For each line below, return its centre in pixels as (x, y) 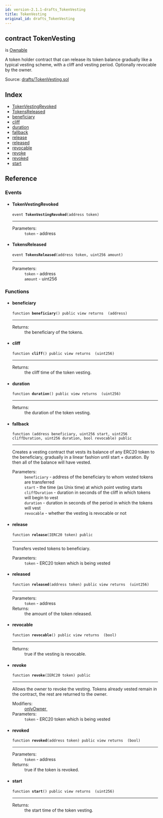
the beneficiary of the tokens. (54, 332)
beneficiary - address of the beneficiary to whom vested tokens (89, 477)
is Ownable (16, 50)
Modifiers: (22, 704)
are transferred (39, 482)
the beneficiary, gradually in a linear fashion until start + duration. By (81, 457)
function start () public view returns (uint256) (63, 791)
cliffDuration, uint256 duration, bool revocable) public (72, 438)
